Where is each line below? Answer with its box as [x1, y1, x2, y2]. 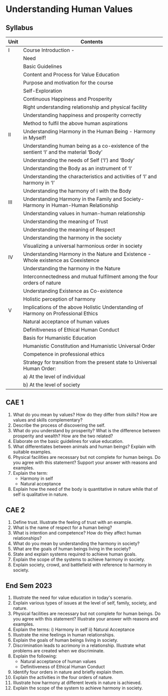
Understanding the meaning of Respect [22, 226, 115, 233]
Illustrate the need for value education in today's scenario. [12, 594, 133, 601]
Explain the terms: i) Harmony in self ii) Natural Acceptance [12, 626, 135, 632]
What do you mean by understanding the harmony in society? [12, 540, 140, 546]
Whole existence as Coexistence [22, 257, 100, 264]
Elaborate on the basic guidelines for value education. [12, 438, 124, 444]
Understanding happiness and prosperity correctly [22, 112, 142, 119]
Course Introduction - [22, 47, 75, 54]
